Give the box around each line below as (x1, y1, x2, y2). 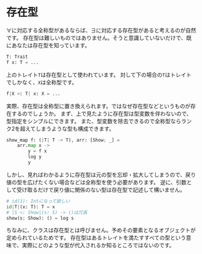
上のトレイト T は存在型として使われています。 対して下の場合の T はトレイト (6, 71, 192, 78)
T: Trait (6, 54, 28, 60)
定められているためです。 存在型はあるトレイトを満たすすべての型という (6, 234, 186, 241)
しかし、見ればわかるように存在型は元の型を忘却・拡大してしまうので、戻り (6, 171, 197, 178)
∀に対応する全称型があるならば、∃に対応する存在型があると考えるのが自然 (6, 27, 197, 34)
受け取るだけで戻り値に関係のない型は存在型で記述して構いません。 (16, 186, 186, 193)
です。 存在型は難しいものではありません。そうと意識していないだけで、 (6, 34, 187, 41)
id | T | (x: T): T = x (6, 203, 55, 210)
